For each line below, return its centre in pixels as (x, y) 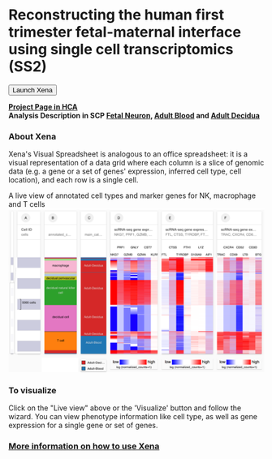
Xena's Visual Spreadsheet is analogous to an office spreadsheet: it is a (128, 154)
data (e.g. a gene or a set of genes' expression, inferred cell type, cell (125, 171)
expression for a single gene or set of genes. (83, 425)
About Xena (32, 136)
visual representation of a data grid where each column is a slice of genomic (136, 163)
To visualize (32, 391)
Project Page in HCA (43, 106)
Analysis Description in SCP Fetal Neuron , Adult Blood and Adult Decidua (134, 115)
